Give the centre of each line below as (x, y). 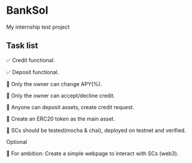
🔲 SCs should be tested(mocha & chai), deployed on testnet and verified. (96, 130)
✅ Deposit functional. (32, 72)
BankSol (27, 10)
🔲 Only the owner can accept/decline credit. (61, 96)
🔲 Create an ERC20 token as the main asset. (61, 119)
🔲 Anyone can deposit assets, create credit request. (70, 107)
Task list (22, 46)
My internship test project (38, 27)
